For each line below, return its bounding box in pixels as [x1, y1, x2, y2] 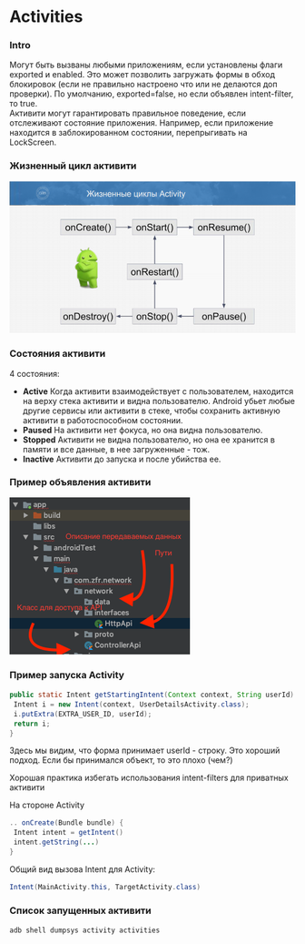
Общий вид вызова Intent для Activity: [9, 863, 156, 875]
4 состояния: [9, 368, 61, 379]
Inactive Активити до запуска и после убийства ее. [22, 453, 221, 464]
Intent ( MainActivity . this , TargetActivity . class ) [9, 882, 202, 891]
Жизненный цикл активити [9, 159, 137, 172]
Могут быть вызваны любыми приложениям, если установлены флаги [9, 59, 283, 70]
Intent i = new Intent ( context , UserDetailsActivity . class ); [13, 699, 250, 709]
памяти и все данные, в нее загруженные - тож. [22, 443, 211, 454]
